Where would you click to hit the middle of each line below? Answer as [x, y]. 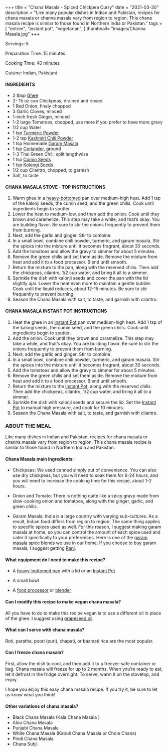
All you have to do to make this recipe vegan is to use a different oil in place [83, 613]
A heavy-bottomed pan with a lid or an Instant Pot [64, 571]
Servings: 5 [17, 44]
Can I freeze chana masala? [35, 653]
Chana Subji [25, 744]
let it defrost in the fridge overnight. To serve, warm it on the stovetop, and [82, 674]
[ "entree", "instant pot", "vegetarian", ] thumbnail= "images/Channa [75, 29]
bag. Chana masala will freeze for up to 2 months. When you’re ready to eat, [84, 669]
